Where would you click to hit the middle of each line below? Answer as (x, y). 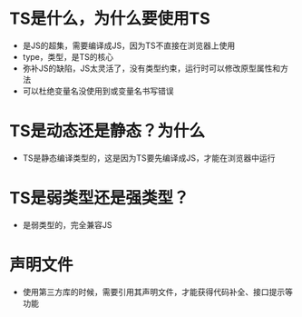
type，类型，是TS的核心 (68, 56)
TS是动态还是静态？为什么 (107, 131)
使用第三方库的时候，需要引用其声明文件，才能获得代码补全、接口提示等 (157, 292)
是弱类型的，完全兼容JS (67, 224)
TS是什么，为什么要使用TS (110, 19)
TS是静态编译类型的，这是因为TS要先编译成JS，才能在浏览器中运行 (149, 158)
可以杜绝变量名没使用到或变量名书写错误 (98, 91)
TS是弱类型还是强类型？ (99, 198)
